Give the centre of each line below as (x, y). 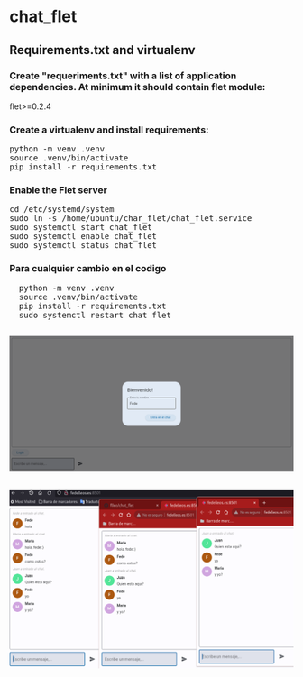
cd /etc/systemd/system (62, 210)
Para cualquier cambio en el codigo (88, 269)
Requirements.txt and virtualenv (102, 50)
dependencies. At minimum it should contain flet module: (138, 87)
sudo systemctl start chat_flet (81, 228)
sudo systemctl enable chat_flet (83, 237)
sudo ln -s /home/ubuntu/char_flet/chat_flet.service (131, 219)
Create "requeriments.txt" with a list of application (123, 76)
